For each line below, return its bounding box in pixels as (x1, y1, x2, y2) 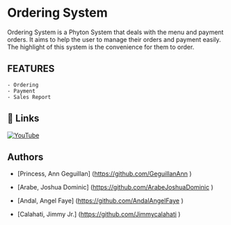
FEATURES (7, 63, 55, 75)
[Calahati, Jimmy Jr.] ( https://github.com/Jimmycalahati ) (17, 210, 181, 219)
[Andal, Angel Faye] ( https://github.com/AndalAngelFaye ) (17, 196, 184, 205)
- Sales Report (7, 93, 51, 100)
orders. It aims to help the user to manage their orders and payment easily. (7, 35, 221, 43)
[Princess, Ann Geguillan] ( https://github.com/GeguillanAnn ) (17, 169, 192, 178)
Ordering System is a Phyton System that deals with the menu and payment (7, 28, 224, 36)
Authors (7, 151, 44, 163)
